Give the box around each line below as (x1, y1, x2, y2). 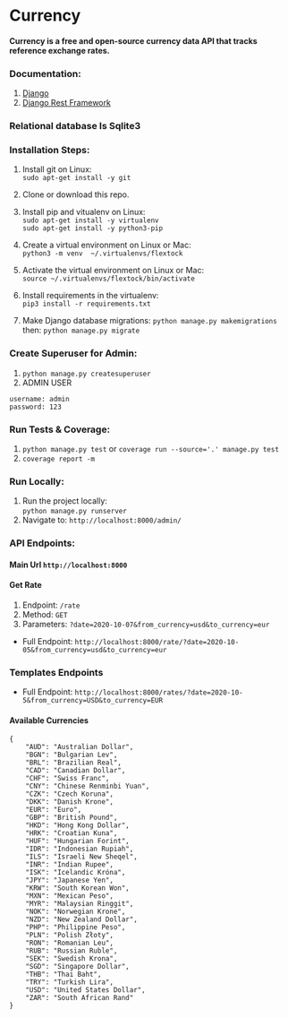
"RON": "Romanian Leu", (25, 938, 114, 948)
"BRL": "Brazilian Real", (25, 758, 123, 767)
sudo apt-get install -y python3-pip (21, 224, 164, 233)
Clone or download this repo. (21, 189, 130, 200)
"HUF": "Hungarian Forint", (25, 837, 130, 846)
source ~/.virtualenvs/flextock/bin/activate (21, 274, 195, 283)
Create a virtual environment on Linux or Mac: (21, 239, 191, 251)
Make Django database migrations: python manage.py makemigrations (21, 315, 277, 326)
